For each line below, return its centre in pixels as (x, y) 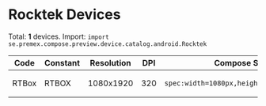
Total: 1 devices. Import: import (59, 36)
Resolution (110, 62)
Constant (63, 62)
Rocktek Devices (65, 15)
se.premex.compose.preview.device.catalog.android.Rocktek (108, 44)
